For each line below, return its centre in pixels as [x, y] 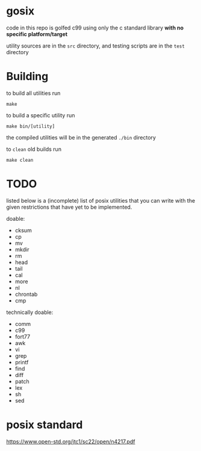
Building [27, 77]
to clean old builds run [34, 149]
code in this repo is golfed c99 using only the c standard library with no [95, 28]
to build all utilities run [33, 93]
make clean [20, 160]
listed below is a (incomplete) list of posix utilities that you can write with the [101, 200]
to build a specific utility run [41, 115]
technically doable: [30, 312]
